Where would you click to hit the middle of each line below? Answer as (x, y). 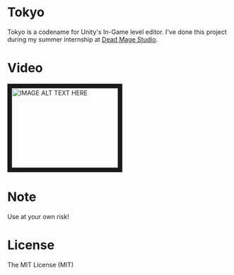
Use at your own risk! (38, 216)
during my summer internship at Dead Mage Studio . (83, 39)
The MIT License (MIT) (41, 264)
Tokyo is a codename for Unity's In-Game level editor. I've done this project (117, 32)
